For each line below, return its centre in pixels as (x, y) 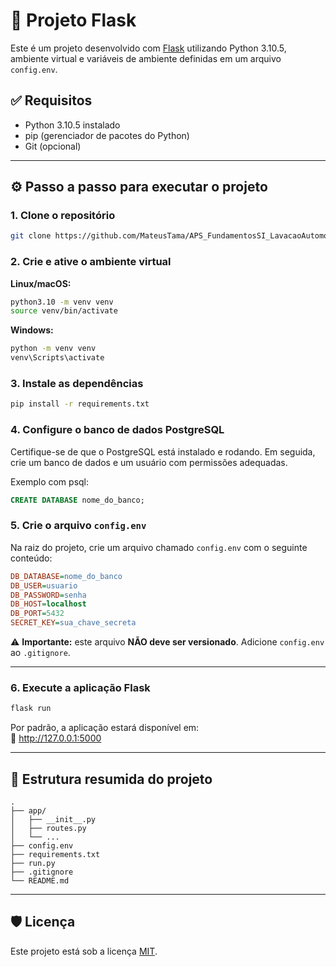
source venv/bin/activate (64, 311)
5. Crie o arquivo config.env (78, 526)
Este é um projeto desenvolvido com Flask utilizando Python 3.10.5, (148, 48)
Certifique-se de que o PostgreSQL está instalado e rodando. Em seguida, (163, 451)
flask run (31, 709)
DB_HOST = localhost (48, 604)
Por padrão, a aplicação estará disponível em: (105, 728)
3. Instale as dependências (77, 384)
